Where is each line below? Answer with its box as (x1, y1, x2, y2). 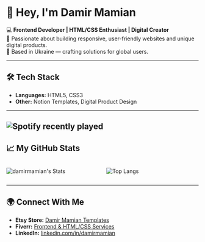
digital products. (6, 41, 48, 48)
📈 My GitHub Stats (6, 143, 81, 153)
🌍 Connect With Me (6, 197, 84, 207)
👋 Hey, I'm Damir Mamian (6, 5, 136, 20)
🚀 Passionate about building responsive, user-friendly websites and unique (6, 35, 195, 42)
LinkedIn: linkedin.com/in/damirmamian (15, 229, 116, 237)
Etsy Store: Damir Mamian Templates (15, 216, 110, 224)
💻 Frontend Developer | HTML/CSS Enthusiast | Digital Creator (6, 26, 170, 33)
